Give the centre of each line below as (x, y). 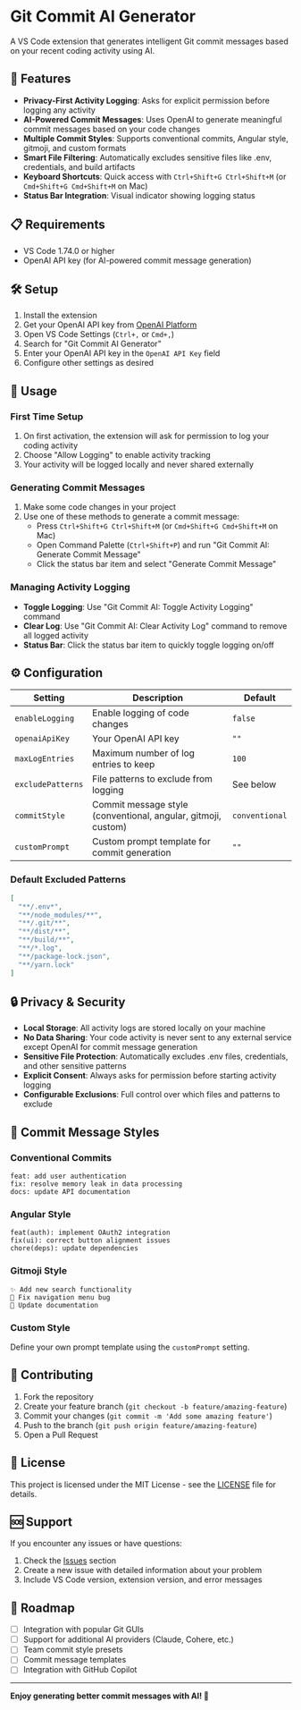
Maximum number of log (143, 753)
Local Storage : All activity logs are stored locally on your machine (144, 1028)
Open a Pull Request (61, 1435)
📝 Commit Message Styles (85, 1132)
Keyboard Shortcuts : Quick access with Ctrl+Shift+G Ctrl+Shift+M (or (155, 176)
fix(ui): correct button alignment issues (90, 1240)
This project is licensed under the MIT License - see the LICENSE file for (143, 1484)
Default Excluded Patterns (68, 880)
